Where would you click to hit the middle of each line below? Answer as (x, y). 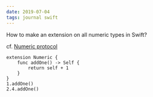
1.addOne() (20, 84)
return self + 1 (48, 68)
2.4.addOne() (23, 89)
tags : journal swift (32, 17)
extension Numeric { (32, 57)
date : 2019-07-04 (28, 12)
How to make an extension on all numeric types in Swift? (76, 34)
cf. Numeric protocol (32, 46)
